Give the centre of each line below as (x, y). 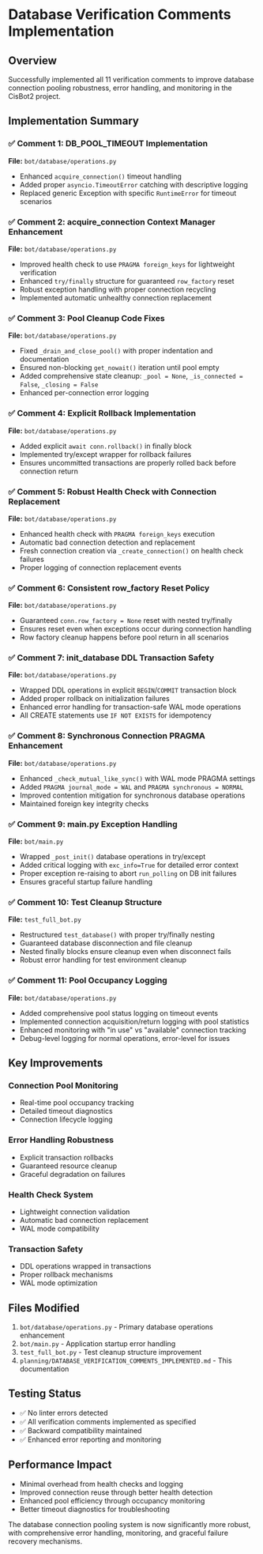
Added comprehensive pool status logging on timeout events (119, 1013)
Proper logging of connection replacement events (100, 568)
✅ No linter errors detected (64, 1413)
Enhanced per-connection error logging (84, 393)
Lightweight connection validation (75, 1212)
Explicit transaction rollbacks (66, 1157)
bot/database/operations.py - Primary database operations (116, 1327)
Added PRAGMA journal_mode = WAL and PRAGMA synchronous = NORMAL (131, 786)
